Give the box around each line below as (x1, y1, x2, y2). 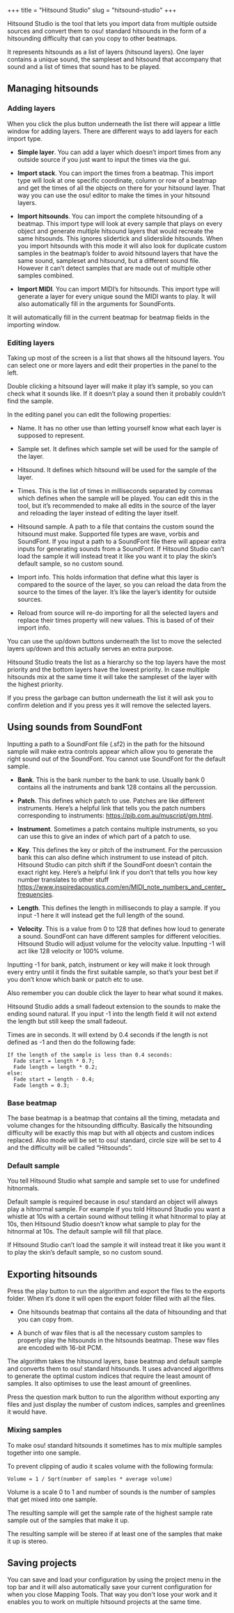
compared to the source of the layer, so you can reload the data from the (17, 580, 226, 589)
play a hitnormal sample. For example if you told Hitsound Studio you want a (7, 1205, 226, 1213)
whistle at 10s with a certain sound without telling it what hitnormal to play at (7, 1213, 226, 1221)
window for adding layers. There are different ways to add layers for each (7, 127, 218, 135)
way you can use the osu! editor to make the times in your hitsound (17, 191, 210, 199)
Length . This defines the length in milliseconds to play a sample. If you (17, 903, 221, 912)
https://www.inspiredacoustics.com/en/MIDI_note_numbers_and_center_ (17, 882, 226, 891)
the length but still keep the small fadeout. (7, 1017, 127, 1025)
